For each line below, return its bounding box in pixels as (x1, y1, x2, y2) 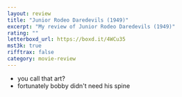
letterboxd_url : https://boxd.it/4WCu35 (7, 36, 126, 43)
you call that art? (17, 74, 66, 82)
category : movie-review (7, 55, 76, 62)
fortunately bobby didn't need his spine (17, 81, 131, 90)
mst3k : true (7, 42, 42, 49)
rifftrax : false (7, 49, 54, 56)
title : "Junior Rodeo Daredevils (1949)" (7, 17, 129, 24)
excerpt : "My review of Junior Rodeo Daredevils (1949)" (7, 23, 176, 30)
